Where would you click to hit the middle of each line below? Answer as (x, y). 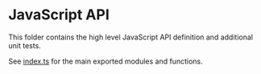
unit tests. (25, 45)
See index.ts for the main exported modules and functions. (106, 61)
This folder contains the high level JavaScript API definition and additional (131, 37)
